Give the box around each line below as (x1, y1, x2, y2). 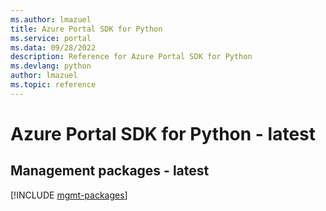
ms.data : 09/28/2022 (10, 42, 97, 53)
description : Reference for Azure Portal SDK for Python (10, 52, 253, 62)
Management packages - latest (10, 162, 210, 180)
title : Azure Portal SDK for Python (10, 24, 163, 34)
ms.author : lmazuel (10, 14, 92, 25)
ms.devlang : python (10, 61, 92, 71)
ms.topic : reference (10, 80, 97, 90)
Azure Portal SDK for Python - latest (10, 122, 317, 145)
